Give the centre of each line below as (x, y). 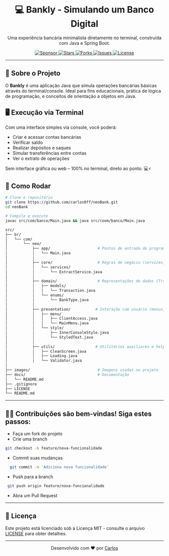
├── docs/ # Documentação (67, 375)
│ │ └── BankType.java (47, 300)
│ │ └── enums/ (35, 295)
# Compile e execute (27, 216)
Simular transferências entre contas (50, 153)
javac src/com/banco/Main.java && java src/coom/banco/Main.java (75, 221)
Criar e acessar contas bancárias (47, 137)
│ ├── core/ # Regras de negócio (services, (85, 262)
